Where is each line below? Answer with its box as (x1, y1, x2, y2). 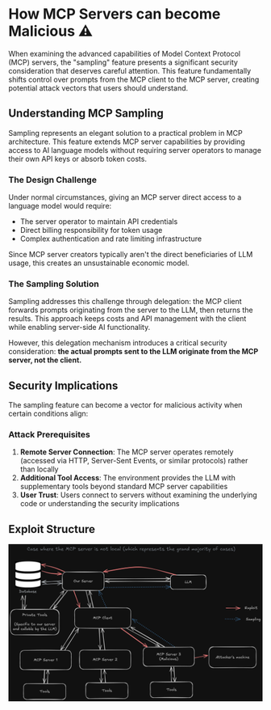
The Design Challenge (8, 174, 97, 185)
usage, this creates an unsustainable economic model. (8, 258, 190, 268)
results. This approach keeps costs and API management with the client (8, 314, 247, 323)
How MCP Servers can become (8, 5, 221, 23)
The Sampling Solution (8, 278, 99, 289)
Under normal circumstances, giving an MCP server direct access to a (8, 192, 242, 202)
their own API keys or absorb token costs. (8, 154, 148, 163)
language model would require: (8, 201, 112, 211)
